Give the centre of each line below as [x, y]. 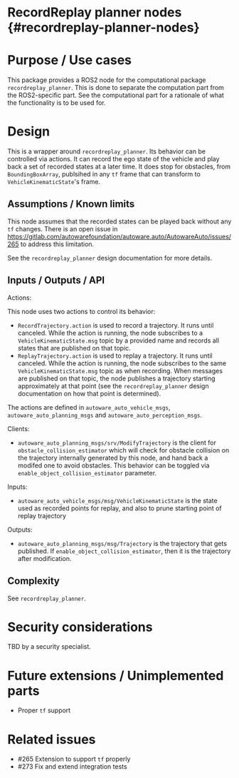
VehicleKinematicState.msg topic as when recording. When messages [120, 370]
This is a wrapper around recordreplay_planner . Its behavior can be [107, 151]
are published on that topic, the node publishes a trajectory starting [116, 378]
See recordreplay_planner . [47, 598]
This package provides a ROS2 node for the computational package [107, 80]
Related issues [52, 739]
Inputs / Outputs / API [56, 280]
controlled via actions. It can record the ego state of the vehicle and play [113, 159]
